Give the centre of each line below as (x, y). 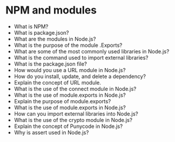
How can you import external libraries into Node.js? (76, 114)
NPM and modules (51, 10)
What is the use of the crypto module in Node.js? (73, 120)
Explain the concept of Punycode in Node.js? (68, 126)
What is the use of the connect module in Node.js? (75, 89)
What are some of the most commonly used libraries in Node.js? (92, 51)
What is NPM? (31, 26)
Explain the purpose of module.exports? (62, 101)
